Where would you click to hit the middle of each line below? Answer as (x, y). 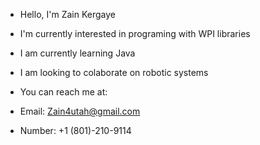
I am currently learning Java (77, 53)
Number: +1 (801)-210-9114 (75, 130)
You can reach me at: (63, 92)
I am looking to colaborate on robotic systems (114, 72)
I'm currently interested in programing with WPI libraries (135, 33)
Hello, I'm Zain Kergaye (67, 14)
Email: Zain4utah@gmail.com (80, 111)
